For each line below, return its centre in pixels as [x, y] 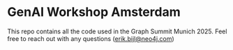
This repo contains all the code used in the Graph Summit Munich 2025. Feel [117, 31]
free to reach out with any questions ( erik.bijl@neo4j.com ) [91, 38]
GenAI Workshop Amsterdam [94, 12]
